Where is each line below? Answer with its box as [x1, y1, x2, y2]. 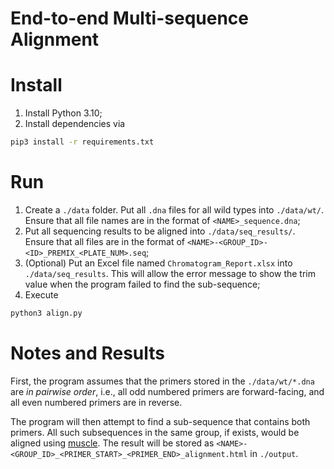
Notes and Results [10, 342, 166, 364]
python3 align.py [10, 308, 83, 318]
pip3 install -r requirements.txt [10, 137, 155, 147]
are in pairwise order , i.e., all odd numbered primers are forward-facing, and [10, 385, 325, 397]
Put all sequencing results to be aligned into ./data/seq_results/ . [24, 225, 296, 237]
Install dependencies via [24, 118, 126, 130]
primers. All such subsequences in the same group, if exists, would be [10, 426, 300, 438]
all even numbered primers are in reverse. [10, 396, 183, 408]
